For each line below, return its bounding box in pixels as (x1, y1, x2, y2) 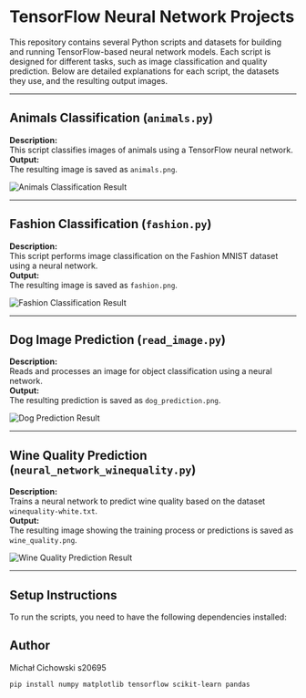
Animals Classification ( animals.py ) (9, 110, 214, 126)
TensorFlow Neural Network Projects (9, 6, 295, 27)
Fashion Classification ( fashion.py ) (9, 216, 212, 232)
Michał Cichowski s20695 (9, 662, 107, 672)
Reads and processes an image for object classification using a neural (9, 366, 273, 377)
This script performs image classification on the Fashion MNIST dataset (9, 250, 279, 261)
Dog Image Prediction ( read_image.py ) (9, 331, 226, 348)
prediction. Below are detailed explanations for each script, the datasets (9, 66, 280, 77)
